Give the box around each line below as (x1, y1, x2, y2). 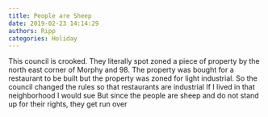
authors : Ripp (8, 27, 57, 35)
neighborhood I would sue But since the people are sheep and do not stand (8, 90, 260, 101)
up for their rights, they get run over (8, 99, 128, 109)
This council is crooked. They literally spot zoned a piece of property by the (8, 56, 260, 66)
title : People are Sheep (8, 11, 92, 20)
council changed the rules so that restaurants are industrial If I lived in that (8, 82, 256, 92)
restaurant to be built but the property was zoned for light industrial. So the (8, 73, 258, 83)
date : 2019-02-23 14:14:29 (8, 19, 99, 27)
